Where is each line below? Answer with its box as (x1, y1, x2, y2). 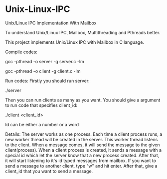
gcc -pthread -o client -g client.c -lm (5, 68, 81, 74)
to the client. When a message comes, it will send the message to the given (5, 142, 160, 148)
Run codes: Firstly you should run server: (5, 78, 90, 84)
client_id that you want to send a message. (5, 168, 93, 174)
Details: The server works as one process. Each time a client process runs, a (5, 131, 163, 137)
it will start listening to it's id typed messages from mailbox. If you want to (5, 158, 156, 164)
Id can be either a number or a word (5, 121, 79, 127)
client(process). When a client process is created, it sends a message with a (5, 147, 162, 153)
